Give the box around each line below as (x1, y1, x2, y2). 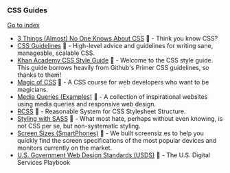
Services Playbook (16, 159, 71, 167)
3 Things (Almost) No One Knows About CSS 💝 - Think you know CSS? (16, 34, 218, 43)
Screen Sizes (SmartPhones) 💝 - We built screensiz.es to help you (16, 129, 204, 137)
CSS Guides (7, 5, 48, 15)
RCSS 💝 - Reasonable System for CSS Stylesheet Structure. (16, 107, 186, 115)
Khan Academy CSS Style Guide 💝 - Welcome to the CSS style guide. (16, 56, 214, 65)
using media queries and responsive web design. (16, 100, 157, 108)
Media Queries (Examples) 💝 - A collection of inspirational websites (16, 93, 208, 101)
